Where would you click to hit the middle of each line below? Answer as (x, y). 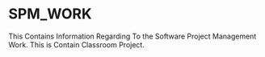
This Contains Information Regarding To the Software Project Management (132, 36)
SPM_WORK (50, 14)
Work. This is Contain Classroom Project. (77, 44)
